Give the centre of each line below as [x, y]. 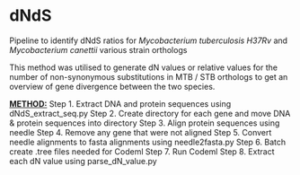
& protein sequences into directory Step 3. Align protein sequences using [145, 123]
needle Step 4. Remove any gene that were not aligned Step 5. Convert [141, 132]
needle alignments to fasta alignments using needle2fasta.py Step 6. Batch [148, 142]
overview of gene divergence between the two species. [112, 86]
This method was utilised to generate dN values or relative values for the [144, 67]
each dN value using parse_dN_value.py [83, 161]
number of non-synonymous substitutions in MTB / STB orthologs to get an [149, 76]
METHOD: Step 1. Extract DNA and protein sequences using [120, 103]
